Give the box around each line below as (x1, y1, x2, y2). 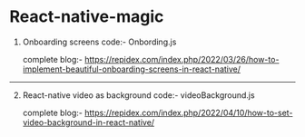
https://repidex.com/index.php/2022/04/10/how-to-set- (84, 107, 293, 118)
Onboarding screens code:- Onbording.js (22, 36, 177, 47)
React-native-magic (9, 6, 164, 27)
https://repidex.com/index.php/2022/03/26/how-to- (84, 54, 280, 64)
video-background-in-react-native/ (22, 116, 155, 128)
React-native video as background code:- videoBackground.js (22, 89, 256, 101)
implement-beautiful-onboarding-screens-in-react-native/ (22, 64, 241, 74)
